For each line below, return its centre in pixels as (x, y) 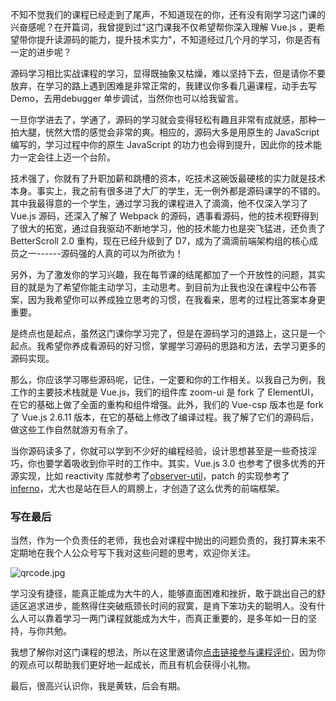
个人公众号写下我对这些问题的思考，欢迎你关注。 (154, 553)
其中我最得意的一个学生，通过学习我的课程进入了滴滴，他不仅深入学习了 (159, 203)
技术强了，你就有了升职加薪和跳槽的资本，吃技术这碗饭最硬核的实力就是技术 (168, 178)
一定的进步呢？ (41, 52)
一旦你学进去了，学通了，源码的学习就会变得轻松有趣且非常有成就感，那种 (163, 119)
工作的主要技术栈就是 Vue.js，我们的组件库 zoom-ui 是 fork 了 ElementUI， (164, 392)
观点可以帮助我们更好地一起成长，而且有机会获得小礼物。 (137, 665)
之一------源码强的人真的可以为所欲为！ (101, 253)
